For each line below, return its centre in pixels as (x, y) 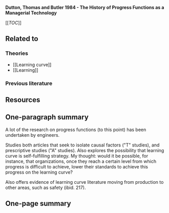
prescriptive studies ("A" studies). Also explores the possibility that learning (85, 150)
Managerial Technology (31, 13)
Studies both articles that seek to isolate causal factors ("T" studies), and (82, 145)
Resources (23, 100)
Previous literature (29, 83)
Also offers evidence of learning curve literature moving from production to (84, 182)
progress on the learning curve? (39, 172)
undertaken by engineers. (33, 135)
